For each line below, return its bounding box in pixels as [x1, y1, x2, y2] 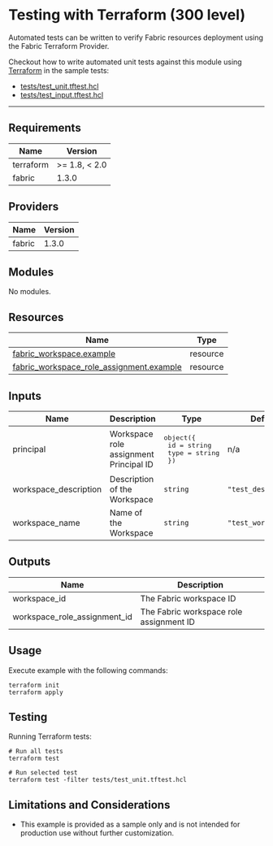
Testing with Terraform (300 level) [8, 6, 246, 24]
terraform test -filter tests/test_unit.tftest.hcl [8, 776, 187, 784]
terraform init [8, 681, 60, 689]
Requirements [8, 121, 81, 135]
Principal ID [109, 459, 154, 470]
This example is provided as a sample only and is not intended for [19, 819, 240, 830]
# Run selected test [8, 769, 79, 777]
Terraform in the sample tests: [8, 65, 110, 75]
